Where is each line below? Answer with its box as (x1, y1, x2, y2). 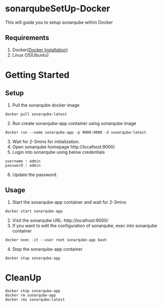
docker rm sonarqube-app (5, 293, 56, 298)
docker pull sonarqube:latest (5, 112, 67, 117)
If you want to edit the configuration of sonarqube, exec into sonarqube (12, 222, 158, 228)
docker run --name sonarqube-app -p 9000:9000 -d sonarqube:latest (5, 130, 147, 135)
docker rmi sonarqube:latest (5, 297, 65, 302)
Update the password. (12, 172, 58, 177)
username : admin (5, 159, 41, 164)
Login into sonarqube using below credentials (12, 149, 105, 155)
